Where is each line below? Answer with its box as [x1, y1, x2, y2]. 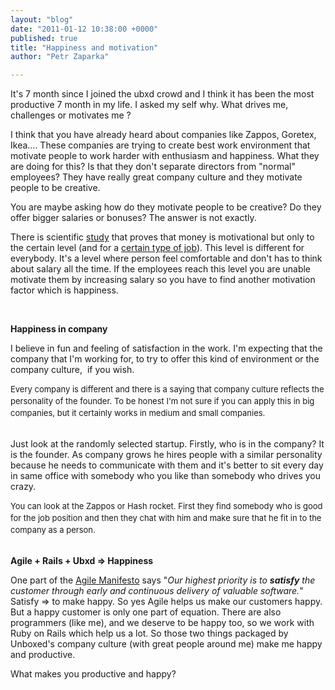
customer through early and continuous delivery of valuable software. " [10, 585, 304, 597]
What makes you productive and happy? [10, 668, 177, 680]
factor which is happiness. [10, 284, 119, 296]
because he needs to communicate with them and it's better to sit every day [10, 459, 324, 471]
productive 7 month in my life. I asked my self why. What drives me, [10, 99, 289, 111]
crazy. [10, 481, 37, 493]
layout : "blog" [10, 14, 74, 25]
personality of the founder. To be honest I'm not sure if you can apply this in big [10, 396, 315, 407]
